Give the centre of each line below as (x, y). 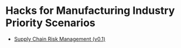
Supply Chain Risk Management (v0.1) (60, 39)
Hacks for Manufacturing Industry (90, 11)
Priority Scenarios (51, 23)
